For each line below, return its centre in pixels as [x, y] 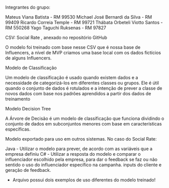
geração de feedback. [28, 170]
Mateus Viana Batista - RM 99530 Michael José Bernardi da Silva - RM [79, 17]
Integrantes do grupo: [28, 7]
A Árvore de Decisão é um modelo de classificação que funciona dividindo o [85, 118]
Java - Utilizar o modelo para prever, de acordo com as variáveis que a [79, 149]
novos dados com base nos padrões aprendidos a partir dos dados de [78, 93]
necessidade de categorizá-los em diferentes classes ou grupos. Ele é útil [82, 83]
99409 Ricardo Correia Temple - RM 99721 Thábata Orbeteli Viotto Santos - [84, 22]
